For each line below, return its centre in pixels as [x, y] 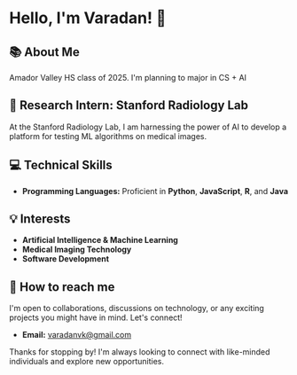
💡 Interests [40, 219]
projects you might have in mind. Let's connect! [96, 317]
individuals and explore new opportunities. [87, 362]
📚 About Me [44, 52]
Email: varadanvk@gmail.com [77, 335]
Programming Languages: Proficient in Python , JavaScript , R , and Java [155, 191]
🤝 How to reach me [62, 287]
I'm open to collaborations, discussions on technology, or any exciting [137, 309]
